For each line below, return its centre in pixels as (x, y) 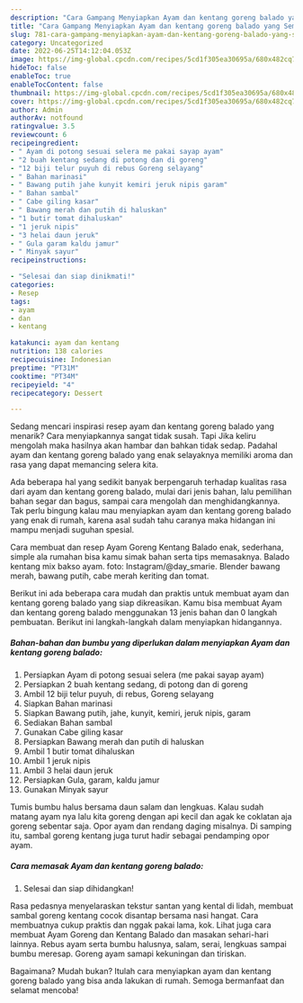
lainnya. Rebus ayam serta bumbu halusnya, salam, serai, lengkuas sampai (148, 945)
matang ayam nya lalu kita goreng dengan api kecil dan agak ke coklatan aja (151, 817)
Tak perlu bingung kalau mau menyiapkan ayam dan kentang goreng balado (151, 511)
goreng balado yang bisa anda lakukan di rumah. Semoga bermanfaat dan (147, 981)
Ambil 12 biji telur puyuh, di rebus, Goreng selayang (118, 694)
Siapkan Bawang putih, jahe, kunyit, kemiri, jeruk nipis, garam (137, 713)
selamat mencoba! (45, 990)
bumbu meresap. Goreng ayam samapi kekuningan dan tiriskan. (128, 954)
